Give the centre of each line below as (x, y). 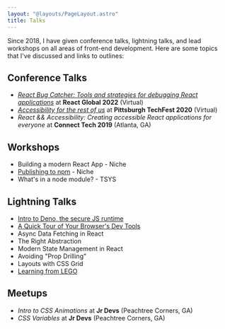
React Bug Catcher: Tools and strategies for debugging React (108, 95)
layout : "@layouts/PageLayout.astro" (63, 14)
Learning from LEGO (47, 271)
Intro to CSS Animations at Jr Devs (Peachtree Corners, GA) (105, 310)
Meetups (28, 293)
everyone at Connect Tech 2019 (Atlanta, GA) (84, 125)
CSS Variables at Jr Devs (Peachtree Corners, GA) (91, 318)
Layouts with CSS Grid (50, 263)
